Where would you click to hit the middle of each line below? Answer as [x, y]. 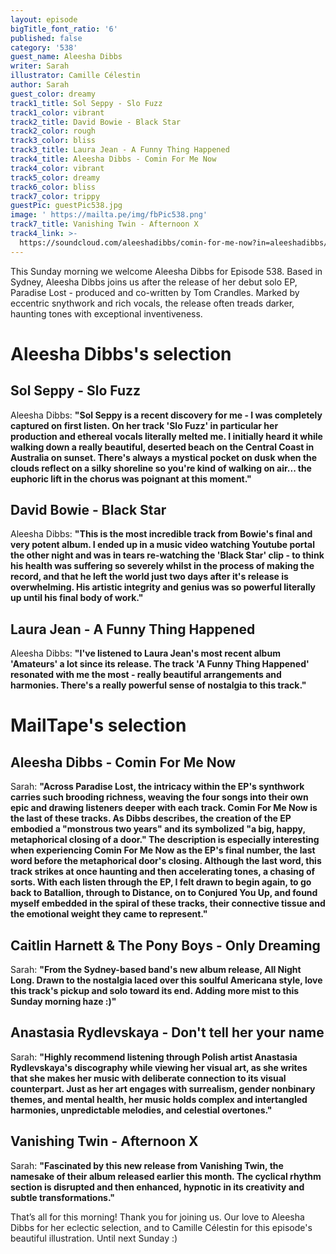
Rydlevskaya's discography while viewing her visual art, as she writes [159, 1067]
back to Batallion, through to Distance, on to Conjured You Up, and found [164, 893]
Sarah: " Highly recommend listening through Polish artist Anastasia [154, 1057]
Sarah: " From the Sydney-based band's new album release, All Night [156, 970]
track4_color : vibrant [57, 168]
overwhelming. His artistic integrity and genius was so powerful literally [163, 587]
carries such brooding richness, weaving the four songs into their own [159, 797]
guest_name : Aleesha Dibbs [66, 57]
